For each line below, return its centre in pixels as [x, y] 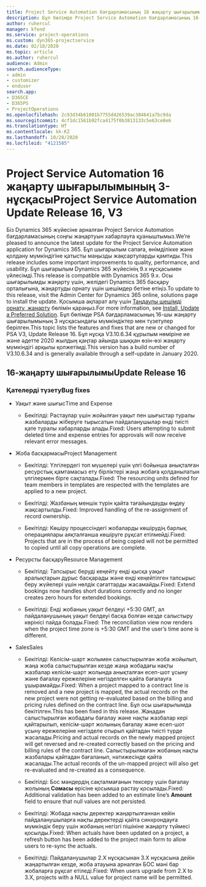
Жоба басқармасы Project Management [66, 453]
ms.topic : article [30, 52]
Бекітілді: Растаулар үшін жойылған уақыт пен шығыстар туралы [109, 415]
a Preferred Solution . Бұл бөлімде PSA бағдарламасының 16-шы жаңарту [101, 314]
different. [36, 635]
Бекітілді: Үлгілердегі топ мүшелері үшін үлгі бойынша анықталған [112, 465]
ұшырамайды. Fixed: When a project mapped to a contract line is [106, 685]
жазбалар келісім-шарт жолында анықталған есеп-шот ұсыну [106, 672]
